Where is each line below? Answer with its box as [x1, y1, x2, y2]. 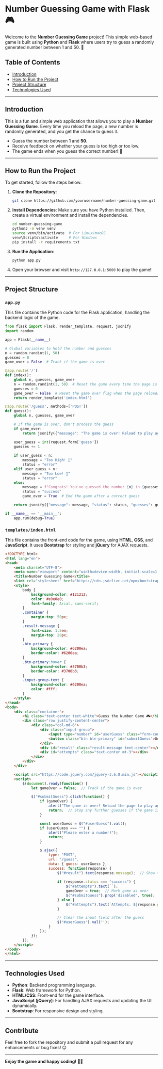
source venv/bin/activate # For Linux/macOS [12, 231, 106, 236]
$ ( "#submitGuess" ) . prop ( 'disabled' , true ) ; [65, 893, 155, 898]
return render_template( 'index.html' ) [14, 395, 92, 400]
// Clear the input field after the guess [57, 915, 145, 920]
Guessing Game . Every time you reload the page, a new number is [5, 123, 138, 129]
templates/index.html [5, 527, 56, 533]
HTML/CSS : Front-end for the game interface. [12, 992, 104, 998]
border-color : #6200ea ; [31, 651, 79, 655]
